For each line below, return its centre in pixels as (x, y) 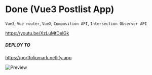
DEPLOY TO (18, 45)
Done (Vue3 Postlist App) (60, 9)
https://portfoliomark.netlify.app (39, 57)
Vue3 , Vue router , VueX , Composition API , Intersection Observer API (76, 23)
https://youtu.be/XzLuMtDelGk (37, 33)
